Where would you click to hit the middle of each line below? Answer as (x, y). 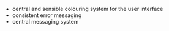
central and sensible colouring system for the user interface (88, 9)
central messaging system (45, 22)
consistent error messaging (47, 15)
